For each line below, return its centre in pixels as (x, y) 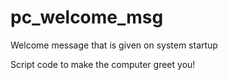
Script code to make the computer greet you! (103, 64)
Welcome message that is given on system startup (114, 45)
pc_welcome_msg (87, 17)
